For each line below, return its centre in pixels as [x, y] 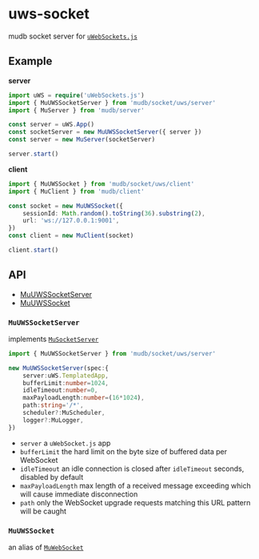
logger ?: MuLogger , [53, 420]
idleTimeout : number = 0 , [60, 390]
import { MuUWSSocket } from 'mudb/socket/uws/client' [102, 184]
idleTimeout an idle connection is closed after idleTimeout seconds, [132, 469]
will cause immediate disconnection [79, 494]
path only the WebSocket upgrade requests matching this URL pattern [135, 502]
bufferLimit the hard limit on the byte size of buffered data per [124, 451]
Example [30, 61]
